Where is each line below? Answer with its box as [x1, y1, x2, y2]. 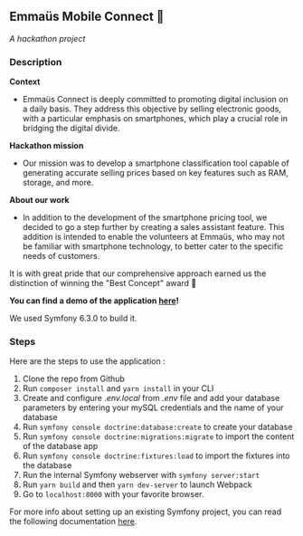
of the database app [22, 441, 99, 452]
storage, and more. [22, 177, 94, 188]
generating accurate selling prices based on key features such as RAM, [22, 167, 289, 178]
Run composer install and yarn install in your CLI [22, 383, 214, 394]
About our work [9, 195, 70, 206]
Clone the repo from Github [22, 373, 125, 385]
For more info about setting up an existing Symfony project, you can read [9, 506, 282, 517]
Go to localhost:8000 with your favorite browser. [22, 489, 204, 500]
